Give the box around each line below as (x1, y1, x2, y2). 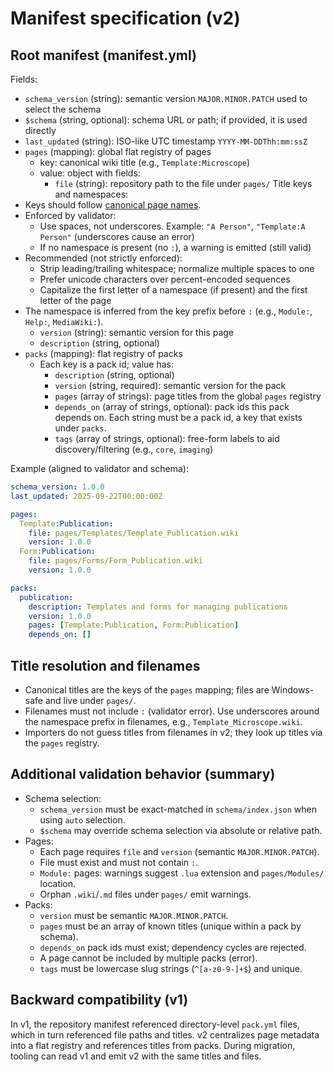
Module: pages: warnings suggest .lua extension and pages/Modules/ (39, 867, 325, 879)
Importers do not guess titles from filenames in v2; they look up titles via (24, 726, 323, 738)
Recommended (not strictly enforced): (24, 252, 183, 264)
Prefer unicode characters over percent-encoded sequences (39, 273, 291, 285)
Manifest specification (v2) (10, 7, 241, 30)
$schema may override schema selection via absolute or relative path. (39, 824, 323, 836)
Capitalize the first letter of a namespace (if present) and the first (39, 284, 308, 296)
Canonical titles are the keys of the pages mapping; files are (24, 683, 270, 696)
